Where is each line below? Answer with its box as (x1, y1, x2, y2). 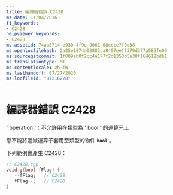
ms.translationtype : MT (6, 59, 66, 65)
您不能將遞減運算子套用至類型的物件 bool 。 (6, 137, 115, 144)
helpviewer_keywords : (6, 31, 60, 37)
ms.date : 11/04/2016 (6, 14, 58, 20)
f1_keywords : (6, 20, 39, 26)
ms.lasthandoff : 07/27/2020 (6, 70, 77, 76)
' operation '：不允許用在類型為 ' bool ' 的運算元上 (6, 124, 130, 132)
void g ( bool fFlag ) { (6, 167, 60, 173)
